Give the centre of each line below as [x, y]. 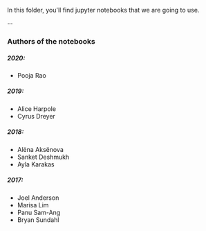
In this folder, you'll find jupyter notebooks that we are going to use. [103, 10]
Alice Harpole [37, 109]
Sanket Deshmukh [43, 157]
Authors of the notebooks [51, 41]
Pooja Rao [31, 75]
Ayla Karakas [36, 164]
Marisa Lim [33, 205]
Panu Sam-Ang [39, 212]
